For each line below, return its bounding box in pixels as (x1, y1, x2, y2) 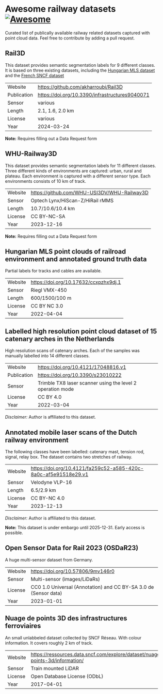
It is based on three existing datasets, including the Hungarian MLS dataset (5, 67, 155, 73)
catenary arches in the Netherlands (5, 335, 115, 343)
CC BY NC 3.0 (31, 303, 64, 309)
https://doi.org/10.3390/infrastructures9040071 (37, 91, 149, 98)
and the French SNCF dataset (5, 72, 65, 78)
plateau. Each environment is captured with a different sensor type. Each (5, 173, 151, 179)
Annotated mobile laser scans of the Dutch (5, 428, 137, 437)
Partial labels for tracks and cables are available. (5, 268, 102, 274)
